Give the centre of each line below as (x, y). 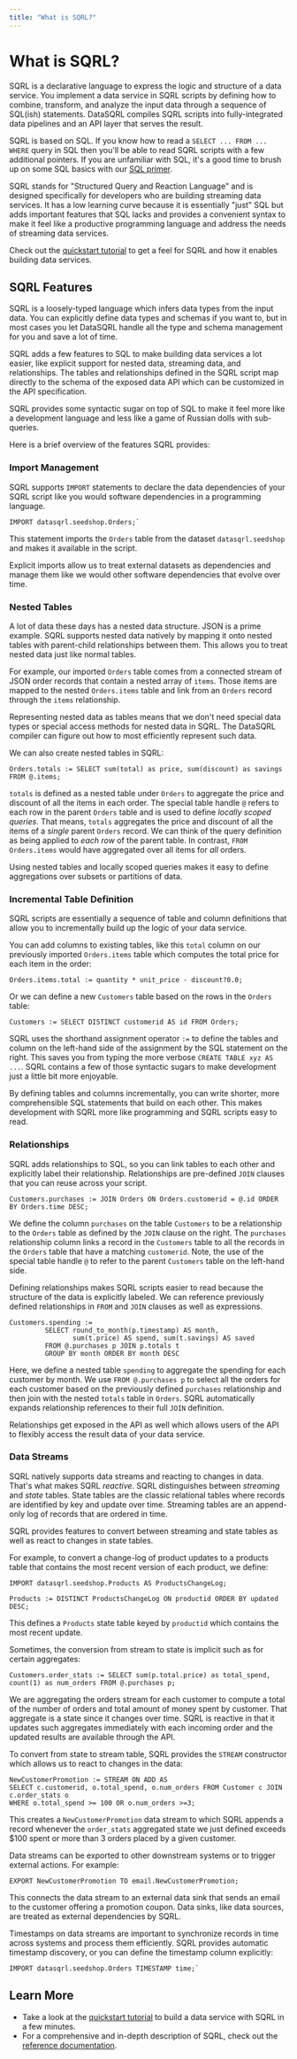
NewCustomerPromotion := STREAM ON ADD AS (88, 1780)
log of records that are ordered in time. (97, 1513)
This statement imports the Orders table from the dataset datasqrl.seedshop (147, 538)
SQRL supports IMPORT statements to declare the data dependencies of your (147, 487)
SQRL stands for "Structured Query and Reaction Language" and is (131, 186)
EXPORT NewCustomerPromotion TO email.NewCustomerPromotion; (124, 1881)
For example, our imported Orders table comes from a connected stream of (146, 671)
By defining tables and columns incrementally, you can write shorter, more (145, 1094)
